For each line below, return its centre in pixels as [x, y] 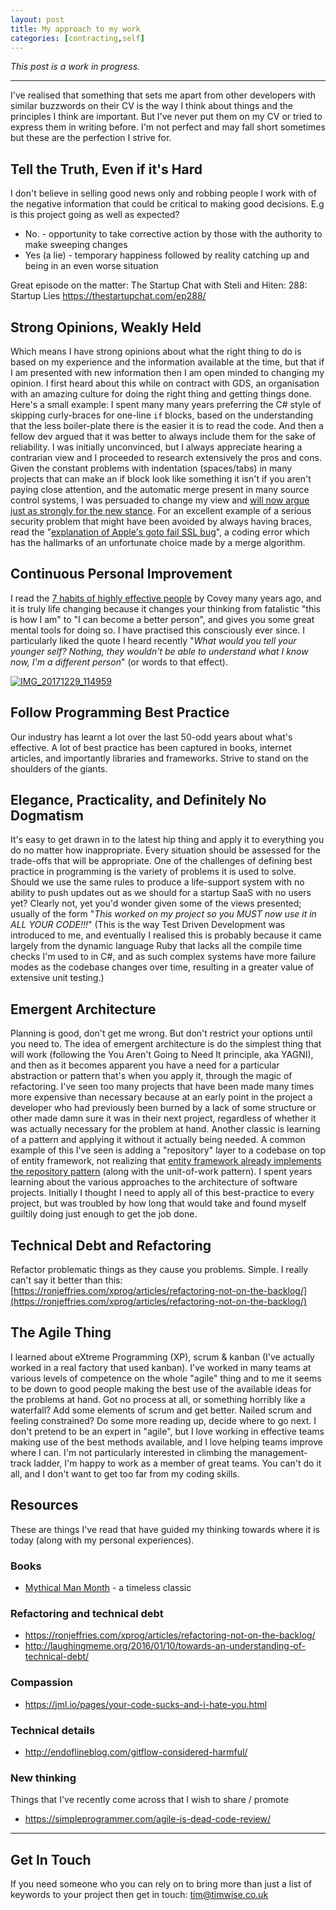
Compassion [42, 1683]
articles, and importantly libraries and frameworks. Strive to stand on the [159, 758]
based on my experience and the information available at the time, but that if [167, 362]
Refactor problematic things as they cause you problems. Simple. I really [159, 1270]
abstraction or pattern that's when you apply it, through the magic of [151, 1076]
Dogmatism [47, 816]
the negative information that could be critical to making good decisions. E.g [167, 204]
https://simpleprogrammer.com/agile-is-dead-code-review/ [147, 1819]
